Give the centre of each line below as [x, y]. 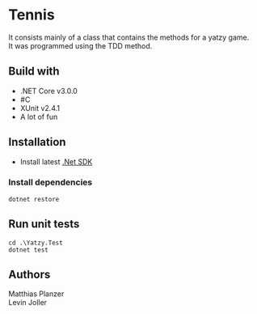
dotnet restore [34, 199]
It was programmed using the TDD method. [80, 45]
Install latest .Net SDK [56, 161]
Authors [29, 275]
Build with [34, 72]
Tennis [32, 15]
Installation [37, 142]
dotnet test [28, 250]
